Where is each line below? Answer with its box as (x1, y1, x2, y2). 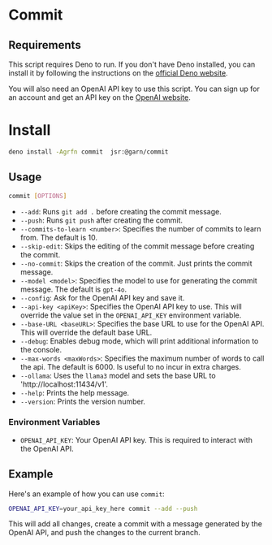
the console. (19, 344, 63, 354)
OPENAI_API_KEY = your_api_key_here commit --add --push (8, 504, 198, 513)
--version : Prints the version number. (19, 396, 146, 406)
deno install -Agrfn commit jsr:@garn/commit (8, 148, 169, 156)
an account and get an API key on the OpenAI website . (8, 93, 191, 102)
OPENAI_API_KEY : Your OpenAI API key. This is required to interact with (19, 435, 253, 444)
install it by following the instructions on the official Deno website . (8, 68, 229, 78)
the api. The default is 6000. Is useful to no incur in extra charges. (19, 361, 242, 371)
